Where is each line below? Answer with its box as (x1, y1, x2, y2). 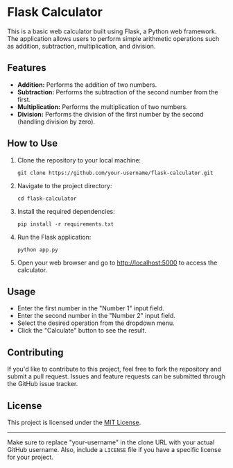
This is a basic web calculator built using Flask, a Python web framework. (7, 27, 217, 35)
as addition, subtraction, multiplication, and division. (7, 42, 156, 50)
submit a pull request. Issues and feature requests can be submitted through (7, 372, 226, 381)
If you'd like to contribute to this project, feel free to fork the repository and (7, 365, 222, 374)
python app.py (17, 246, 58, 253)
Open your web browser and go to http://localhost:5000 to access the (17, 258, 218, 267)
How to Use (7, 137, 58, 149)
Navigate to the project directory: (17, 181, 112, 190)
